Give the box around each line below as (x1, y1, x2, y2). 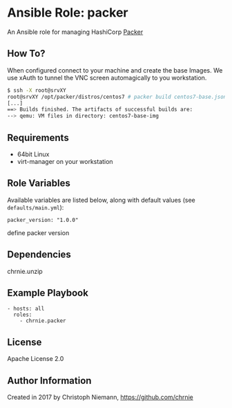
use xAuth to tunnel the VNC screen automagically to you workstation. (7, 73, 207, 82)
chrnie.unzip (7, 267, 43, 275)
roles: (13, 311, 32, 319)
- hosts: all (7, 306, 45, 313)
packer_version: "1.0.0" (7, 216, 79, 223)
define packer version (7, 228, 70, 237)
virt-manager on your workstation (17, 157, 113, 165)
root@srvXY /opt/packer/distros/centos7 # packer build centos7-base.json (7, 93, 227, 100)
